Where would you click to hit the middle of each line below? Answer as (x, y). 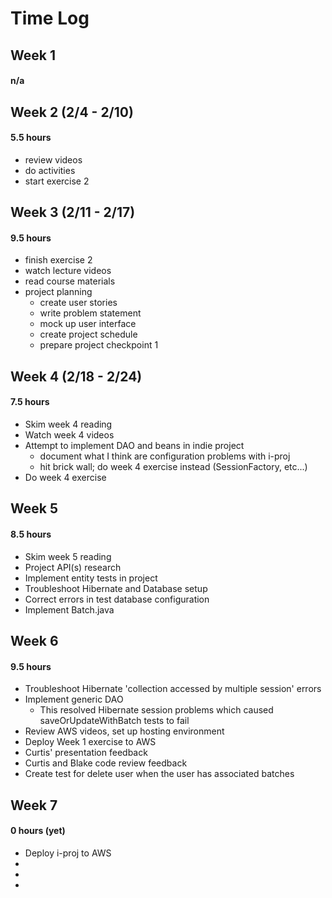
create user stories (78, 303)
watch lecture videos (68, 271)
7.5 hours (30, 402)
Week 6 (34, 640)
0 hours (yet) (38, 831)
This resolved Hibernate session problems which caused (156, 710)
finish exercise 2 (58, 260)
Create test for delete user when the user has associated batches (159, 774)
